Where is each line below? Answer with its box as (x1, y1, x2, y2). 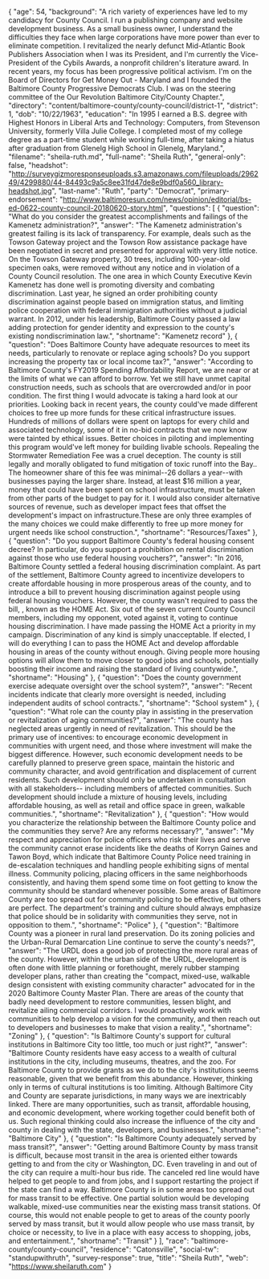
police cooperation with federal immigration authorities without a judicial (8, 305, 247, 315)
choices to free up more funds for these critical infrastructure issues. (8, 408, 237, 417)
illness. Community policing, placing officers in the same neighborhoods (8, 869, 247, 878)
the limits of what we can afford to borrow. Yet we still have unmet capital (8, 374, 251, 383)
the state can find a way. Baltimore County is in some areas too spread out (8, 1185, 255, 1194)
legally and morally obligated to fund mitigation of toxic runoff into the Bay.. (8, 460, 258, 468)
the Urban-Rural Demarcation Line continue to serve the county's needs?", (8, 938, 255, 946)
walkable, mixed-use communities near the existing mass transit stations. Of (8, 1202, 261, 1212)
